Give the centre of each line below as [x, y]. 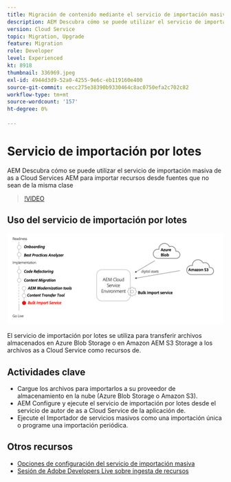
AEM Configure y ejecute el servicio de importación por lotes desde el [117, 403]
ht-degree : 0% [27, 109]
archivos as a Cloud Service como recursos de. [74, 350]
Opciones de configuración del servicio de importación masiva [106, 463]
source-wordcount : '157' [43, 102]
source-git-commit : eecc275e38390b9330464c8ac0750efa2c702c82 [98, 87]
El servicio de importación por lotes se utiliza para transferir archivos [104, 336]
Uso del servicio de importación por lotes [97, 220]
